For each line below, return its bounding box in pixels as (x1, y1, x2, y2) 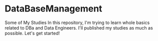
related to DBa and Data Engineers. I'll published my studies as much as (5, 24, 153, 30)
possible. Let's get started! (5, 30, 60, 36)
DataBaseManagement (5, 3, 102, 14)
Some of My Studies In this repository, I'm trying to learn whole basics (5, 19, 150, 25)
